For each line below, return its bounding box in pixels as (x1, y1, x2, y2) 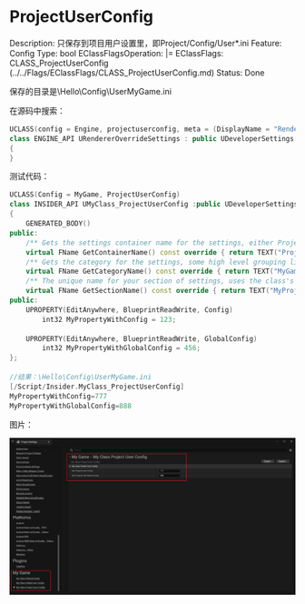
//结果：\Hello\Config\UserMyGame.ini (9, 373, 152, 382)
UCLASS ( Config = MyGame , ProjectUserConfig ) (9, 190, 181, 199)
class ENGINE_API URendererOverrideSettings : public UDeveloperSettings (9, 134, 295, 143)
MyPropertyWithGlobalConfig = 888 (9, 401, 132, 410)
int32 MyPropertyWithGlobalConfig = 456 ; (42, 344, 202, 353)
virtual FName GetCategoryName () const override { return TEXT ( (25, 267, 274, 277)
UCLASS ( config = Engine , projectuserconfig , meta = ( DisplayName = (9, 125, 271, 134)
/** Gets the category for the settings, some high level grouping (25, 257, 286, 267)
